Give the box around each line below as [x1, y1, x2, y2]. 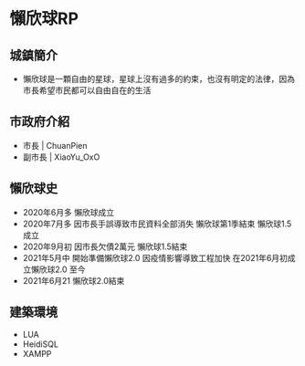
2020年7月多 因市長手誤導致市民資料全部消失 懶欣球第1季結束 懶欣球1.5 [22, 218, 292, 229]
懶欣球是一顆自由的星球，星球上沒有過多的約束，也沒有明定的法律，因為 [22, 74, 295, 84]
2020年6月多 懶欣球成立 [22, 206, 115, 217]
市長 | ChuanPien [22, 140, 89, 151]
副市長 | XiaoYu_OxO [22, 152, 100, 162]
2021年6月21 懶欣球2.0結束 [22, 275, 125, 286]
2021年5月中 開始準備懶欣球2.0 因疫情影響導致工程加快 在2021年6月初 [22, 252, 288, 263]
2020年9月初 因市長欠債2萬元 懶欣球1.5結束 [22, 241, 188, 252]
